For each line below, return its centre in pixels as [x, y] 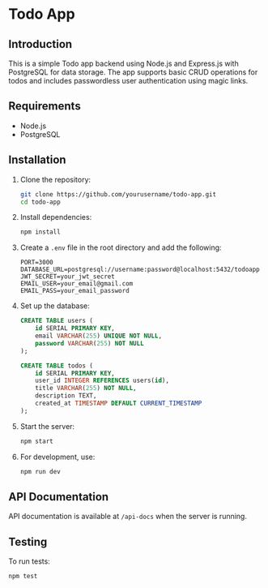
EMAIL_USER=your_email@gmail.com [77, 284]
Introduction [40, 44]
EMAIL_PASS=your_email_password [74, 291]
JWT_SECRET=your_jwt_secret [67, 277]
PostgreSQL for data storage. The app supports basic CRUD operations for [133, 72]
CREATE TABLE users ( [56, 321]
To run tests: [29, 561]
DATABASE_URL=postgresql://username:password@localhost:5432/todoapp [140, 270]
